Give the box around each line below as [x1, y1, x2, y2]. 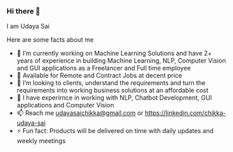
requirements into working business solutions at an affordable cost [16, 86, 209, 95]
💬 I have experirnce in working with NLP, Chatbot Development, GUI [16, 93, 212, 102]
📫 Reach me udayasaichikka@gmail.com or [16, 109, 144, 117]
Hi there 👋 [6, 6, 41, 16]
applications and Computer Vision [16, 101, 114, 109]
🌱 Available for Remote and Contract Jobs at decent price [16, 71, 183, 79]
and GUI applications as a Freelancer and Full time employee [16, 64, 191, 73]
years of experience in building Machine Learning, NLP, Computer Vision [16, 56, 226, 65]
